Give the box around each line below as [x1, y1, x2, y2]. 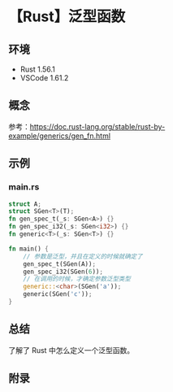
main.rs [8, 181, 40, 193]
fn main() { [8, 245, 49, 253]
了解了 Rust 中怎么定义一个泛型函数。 [8, 345, 135, 355]
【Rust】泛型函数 [8, 7, 126, 26]
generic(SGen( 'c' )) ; [23, 290, 93, 298]
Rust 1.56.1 [19, 64, 55, 74]
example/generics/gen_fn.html [8, 131, 111, 141]
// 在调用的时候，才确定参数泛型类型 [23, 275, 132, 283]
